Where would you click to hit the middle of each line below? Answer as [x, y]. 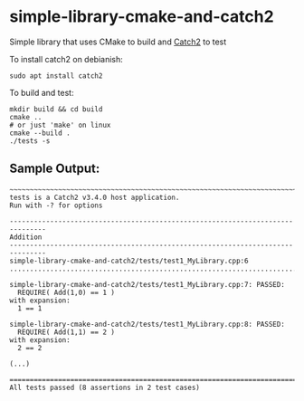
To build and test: [42, 92]
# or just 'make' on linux [60, 125]
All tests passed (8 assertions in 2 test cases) [105, 387]
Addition [26, 237]
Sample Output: [55, 169]
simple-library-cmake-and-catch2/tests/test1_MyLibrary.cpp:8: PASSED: [147, 324]
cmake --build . [40, 133]
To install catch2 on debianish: [66, 59]
